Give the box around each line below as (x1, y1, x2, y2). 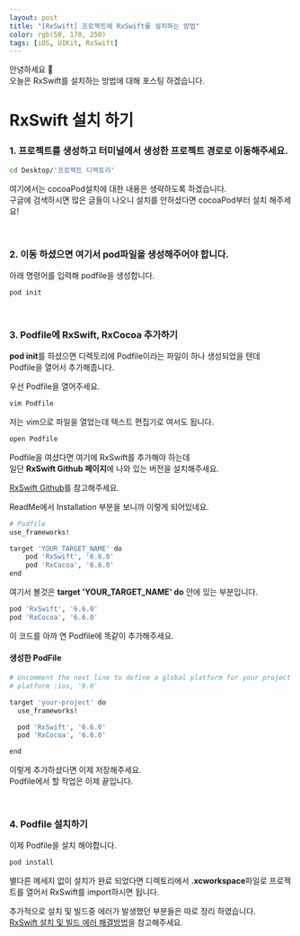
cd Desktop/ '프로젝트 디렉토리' (9, 166, 115, 175)
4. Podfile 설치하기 (9, 818, 88, 831)
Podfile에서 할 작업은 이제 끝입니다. (9, 776, 134, 786)
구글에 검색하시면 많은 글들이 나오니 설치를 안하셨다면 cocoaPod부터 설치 (9, 195, 268, 205)
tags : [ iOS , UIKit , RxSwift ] (9, 38, 119, 48)
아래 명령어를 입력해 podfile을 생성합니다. (9, 269, 155, 280)
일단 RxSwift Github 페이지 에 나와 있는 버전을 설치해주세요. (9, 463, 220, 474)
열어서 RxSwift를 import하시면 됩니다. (25, 886, 160, 897)
